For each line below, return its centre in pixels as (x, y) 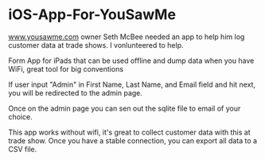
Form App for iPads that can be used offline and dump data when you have (131, 60)
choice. (21, 116)
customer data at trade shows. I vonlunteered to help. (96, 45)
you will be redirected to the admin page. (76, 92)
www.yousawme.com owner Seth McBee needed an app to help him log (127, 37)
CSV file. (23, 149)
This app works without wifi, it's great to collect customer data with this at (129, 132)
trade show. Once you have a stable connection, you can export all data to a (132, 140)
